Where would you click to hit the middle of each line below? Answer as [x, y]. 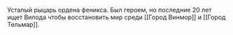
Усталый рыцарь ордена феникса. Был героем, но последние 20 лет [110, 10]
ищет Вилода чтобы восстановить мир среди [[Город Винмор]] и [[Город [116, 17]
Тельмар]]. [23, 24]
